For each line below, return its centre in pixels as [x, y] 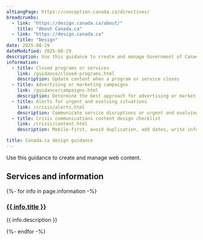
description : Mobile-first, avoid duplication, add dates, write [101, 130]
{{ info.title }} [26, 207]
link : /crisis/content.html [52, 124]
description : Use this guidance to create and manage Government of [94, 57]
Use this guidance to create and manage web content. [74, 157]
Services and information [55, 176]
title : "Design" [38, 40]
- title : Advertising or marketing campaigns [70, 85]
